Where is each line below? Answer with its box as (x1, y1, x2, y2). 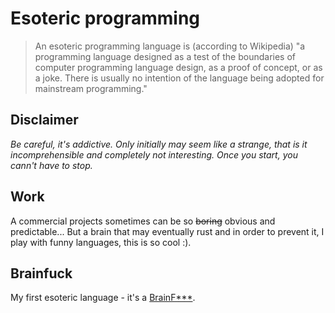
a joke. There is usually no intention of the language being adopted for (34, 72, 325, 84)
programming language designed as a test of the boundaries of (34, 50, 296, 62)
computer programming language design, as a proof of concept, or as (34, 61, 323, 73)
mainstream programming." (34, 82, 148, 94)
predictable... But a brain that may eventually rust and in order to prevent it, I (10, 225, 325, 237)
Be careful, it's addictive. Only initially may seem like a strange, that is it (10, 138, 308, 150)
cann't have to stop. (10, 159, 93, 171)
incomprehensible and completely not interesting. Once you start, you (10, 148, 298, 161)
